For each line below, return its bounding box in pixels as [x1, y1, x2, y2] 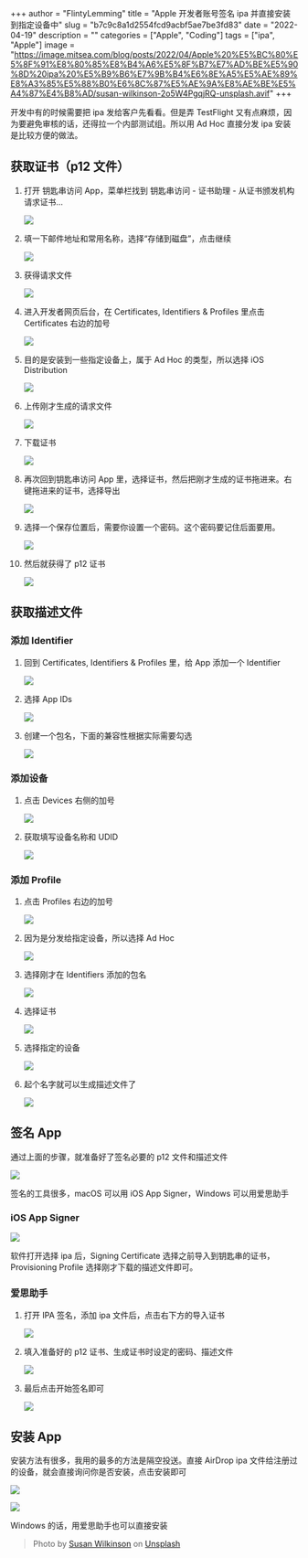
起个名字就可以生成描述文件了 [23, 1079, 136, 1090]
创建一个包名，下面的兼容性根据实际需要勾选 [23, 730, 193, 741]
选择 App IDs [23, 693, 72, 704]
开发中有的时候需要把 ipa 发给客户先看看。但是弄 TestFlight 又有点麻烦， [10, 107, 284, 117]
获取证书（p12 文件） [10, 159, 130, 175]
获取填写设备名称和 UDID [23, 831, 119, 842]
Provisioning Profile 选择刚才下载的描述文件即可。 [10, 1262, 198, 1273]
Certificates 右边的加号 [23, 317, 111, 328]
